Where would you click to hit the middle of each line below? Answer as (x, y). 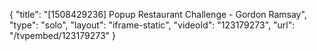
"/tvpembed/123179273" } (62, 35)
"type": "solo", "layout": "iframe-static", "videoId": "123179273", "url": (152, 25)
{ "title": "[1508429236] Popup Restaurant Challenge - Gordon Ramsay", (158, 14)
